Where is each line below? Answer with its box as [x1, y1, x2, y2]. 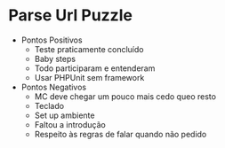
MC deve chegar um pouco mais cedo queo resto [34, 90, 217, 102]
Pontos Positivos [20, 35, 83, 45]
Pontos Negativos [20, 82, 87, 92]
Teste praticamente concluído [34, 43, 144, 54]
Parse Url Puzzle [8, 5, 133, 26]
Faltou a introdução [34, 119, 106, 129]
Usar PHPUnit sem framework [34, 72, 145, 82]
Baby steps [34, 53, 76, 64]
